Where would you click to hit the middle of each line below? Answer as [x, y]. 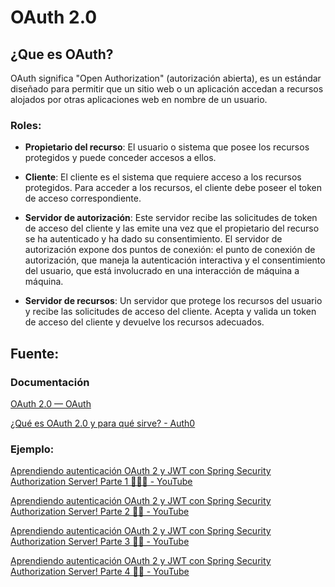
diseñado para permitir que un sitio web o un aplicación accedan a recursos [167, 89]
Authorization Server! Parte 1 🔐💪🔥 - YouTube [101, 482]
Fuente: [35, 353]
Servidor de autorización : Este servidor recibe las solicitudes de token [171, 218]
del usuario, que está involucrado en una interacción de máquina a [162, 271]
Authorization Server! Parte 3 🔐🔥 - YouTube [100, 542]
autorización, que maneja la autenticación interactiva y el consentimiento [175, 260]
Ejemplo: [32, 449]
